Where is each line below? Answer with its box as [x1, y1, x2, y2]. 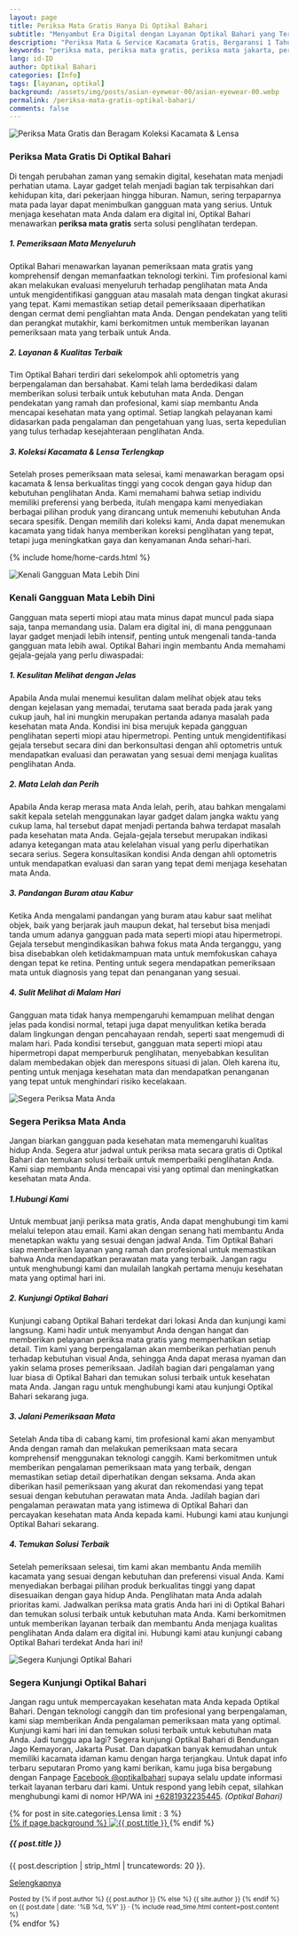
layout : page [9, 12, 58, 22]
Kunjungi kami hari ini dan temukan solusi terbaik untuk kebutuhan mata [9, 1725, 272, 1736]
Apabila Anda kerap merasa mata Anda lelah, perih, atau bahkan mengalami [9, 801, 286, 812]
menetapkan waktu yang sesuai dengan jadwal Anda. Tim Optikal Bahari [9, 1235, 273, 1245]
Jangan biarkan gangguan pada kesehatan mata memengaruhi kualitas [9, 1135, 269, 1146]
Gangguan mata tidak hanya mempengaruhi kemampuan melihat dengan [9, 1010, 275, 1020]
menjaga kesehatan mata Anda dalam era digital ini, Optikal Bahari [9, 208, 251, 219]
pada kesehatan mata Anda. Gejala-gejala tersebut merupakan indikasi [9, 829, 268, 840]
